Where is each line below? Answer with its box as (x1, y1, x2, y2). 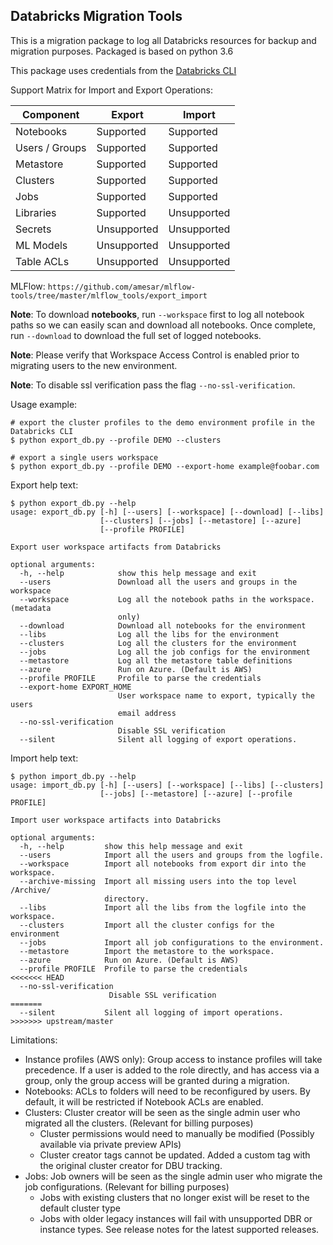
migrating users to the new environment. (10, 359, 178, 371)
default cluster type (39, 1202, 121, 1214)
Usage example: (10, 398, 78, 410)
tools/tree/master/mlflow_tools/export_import (10, 290, 208, 301)
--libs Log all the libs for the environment (19, 629, 280, 639)
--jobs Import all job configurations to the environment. (19, 937, 325, 948)
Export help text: (10, 479, 79, 491)
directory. (104, 894, 150, 904)
